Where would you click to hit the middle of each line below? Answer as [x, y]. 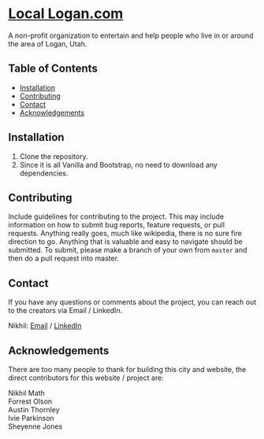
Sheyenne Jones [35, 426]
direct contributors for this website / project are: [86, 378]
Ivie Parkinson [31, 418]
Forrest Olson [30, 401]
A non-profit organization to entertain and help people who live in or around [131, 35]
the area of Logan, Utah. [48, 43]
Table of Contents [53, 69]
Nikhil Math [26, 393]
